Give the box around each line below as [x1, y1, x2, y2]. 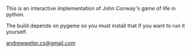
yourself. [6, 28, 28, 35]
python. [6, 11, 25, 18]
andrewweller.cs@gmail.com [6, 40, 76, 46]
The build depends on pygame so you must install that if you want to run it [6, 23, 185, 29]
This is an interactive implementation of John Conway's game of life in [6, 5, 176, 12]
